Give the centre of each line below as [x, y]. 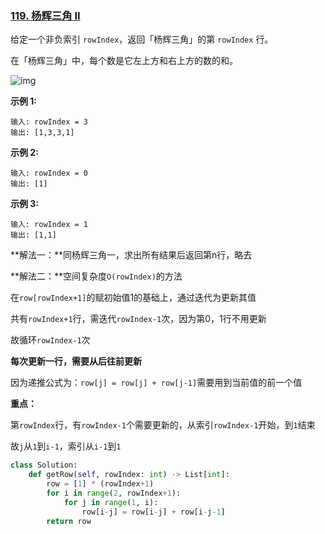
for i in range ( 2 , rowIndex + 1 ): [114, 493]
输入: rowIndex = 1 [49, 225]
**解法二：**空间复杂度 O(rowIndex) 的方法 [96, 276]
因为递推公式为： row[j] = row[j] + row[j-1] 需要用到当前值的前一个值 [156, 383]
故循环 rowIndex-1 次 [50, 340]
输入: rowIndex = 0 [49, 173]
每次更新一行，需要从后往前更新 [76, 361]
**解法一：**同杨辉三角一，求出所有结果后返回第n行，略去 [131, 255]
